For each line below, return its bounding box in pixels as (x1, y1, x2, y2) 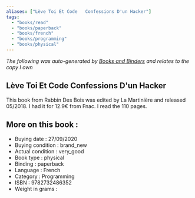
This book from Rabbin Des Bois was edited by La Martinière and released (6, 96, 186, 103)
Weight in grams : (14, 185, 58, 192)
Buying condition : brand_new (14, 142, 87, 149)
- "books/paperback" (11, 25, 62, 31)
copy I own (6, 63, 34, 71)
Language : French (14, 166, 61, 173)
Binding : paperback (14, 160, 64, 167)
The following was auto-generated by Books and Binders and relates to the (6, 57, 190, 65)
